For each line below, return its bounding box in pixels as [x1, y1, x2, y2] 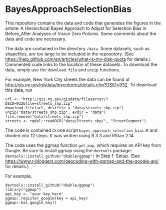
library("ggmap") [5, 187, 41, 192]
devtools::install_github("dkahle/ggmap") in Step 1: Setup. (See [5, 153, 140, 159]
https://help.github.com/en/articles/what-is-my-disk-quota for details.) [5, 56, 151, 62]
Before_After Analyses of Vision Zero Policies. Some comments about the [5, 30, 156, 36]
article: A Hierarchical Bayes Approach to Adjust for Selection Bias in [5, 25, 146, 31]
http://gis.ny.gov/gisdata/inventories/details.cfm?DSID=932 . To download [5, 81, 156, 88]
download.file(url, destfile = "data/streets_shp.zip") [5, 105, 124, 110]
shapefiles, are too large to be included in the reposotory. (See [5, 51, 134, 57]
